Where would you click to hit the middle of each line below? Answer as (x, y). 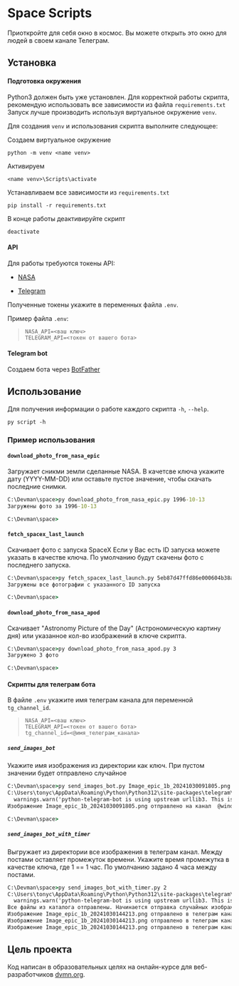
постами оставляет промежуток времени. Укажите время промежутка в (118, 859)
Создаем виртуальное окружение (59, 140)
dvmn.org (69, 974)
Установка (32, 63)
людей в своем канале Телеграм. (59, 40)
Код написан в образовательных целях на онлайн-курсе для (100, 967)
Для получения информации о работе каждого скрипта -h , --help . (108, 409)
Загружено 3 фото (33, 655)
